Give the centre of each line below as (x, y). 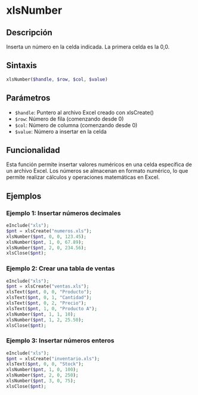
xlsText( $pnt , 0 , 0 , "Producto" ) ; (49, 292)
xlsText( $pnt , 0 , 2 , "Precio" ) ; (46, 303)
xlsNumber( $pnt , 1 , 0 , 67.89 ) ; (45, 242)
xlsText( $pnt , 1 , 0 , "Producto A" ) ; (52, 308)
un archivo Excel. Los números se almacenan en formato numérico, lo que (97, 171)
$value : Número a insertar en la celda (61, 131)
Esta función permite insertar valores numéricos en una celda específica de (99, 164)
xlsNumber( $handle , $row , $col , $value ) (57, 79)
